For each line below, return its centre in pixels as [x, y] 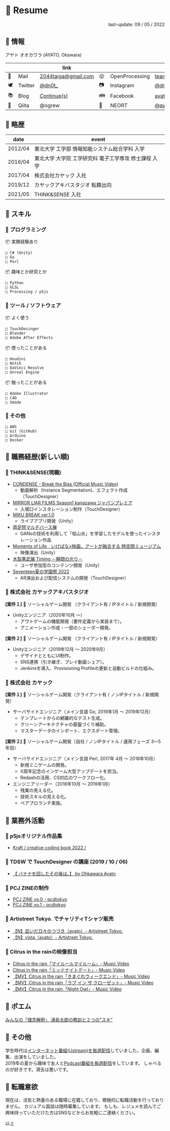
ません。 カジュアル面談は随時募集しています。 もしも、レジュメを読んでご [83, 1106]
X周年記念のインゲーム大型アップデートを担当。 [70, 771]
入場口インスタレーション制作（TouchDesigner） [71, 509]
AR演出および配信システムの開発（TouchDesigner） [74, 578]
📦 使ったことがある [26, 347]
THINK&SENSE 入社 [58, 194]
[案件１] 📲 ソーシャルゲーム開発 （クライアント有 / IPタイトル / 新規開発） [83, 604]
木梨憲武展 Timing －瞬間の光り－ [48, 559]
